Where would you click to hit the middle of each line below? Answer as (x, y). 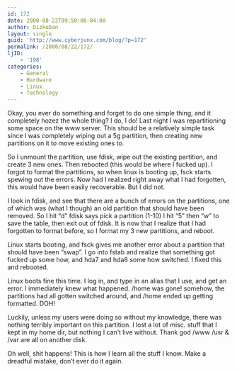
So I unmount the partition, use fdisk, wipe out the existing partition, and (112, 157)
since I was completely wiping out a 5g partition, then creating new (105, 136)
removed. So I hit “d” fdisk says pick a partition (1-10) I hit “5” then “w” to (113, 216)
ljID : (15, 54)
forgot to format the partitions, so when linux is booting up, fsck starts (109, 172)
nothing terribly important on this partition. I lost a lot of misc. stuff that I (112, 325)
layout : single (30, 34)
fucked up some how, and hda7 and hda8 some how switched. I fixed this (114, 260)
